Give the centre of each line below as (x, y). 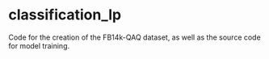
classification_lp (65, 15)
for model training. (39, 45)
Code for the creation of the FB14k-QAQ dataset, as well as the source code (134, 37)
